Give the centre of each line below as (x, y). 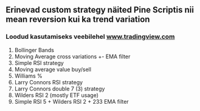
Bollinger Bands (34, 50)
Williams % (29, 76)
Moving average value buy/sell (53, 69)
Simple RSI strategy (39, 62)
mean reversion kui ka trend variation (78, 20)
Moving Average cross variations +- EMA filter (72, 56)
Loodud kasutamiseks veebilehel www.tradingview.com (90, 37)
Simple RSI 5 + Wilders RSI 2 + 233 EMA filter (71, 101)
